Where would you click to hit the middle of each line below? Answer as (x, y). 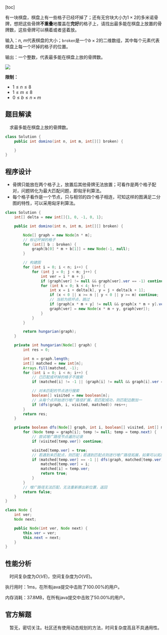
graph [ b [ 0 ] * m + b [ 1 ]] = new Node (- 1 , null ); (81, 249)
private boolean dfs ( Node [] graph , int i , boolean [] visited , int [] (86, 428)
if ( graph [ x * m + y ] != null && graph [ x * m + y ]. (104, 304)
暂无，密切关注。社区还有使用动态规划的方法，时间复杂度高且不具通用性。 (86, 628)
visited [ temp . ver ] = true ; (60, 450)
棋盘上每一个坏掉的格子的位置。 (38, 46)
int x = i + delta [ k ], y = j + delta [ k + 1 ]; (97, 290)
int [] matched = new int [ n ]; (53, 363)
